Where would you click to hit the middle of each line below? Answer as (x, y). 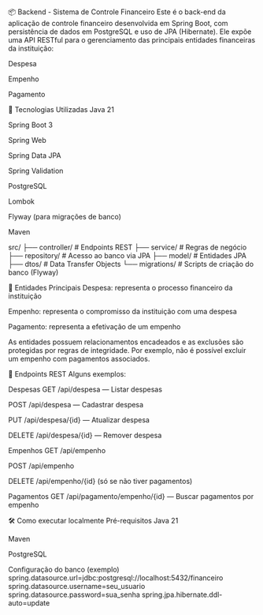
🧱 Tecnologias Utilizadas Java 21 (61, 109)
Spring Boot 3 (31, 125)
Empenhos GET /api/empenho (57, 450)
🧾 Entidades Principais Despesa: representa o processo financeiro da (120, 288)
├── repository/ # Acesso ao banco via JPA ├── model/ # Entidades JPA (127, 255)
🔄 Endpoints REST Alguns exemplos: (67, 374)
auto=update (29, 603)
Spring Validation (36, 171)
